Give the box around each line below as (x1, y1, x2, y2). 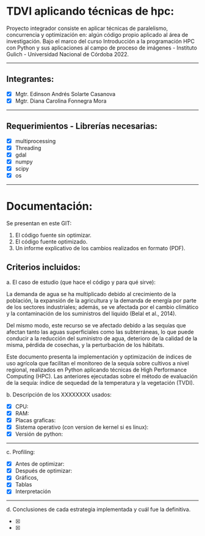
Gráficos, (15, 474, 38, 482)
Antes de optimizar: (15, 460, 65, 467)
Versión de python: (15, 430, 63, 438)
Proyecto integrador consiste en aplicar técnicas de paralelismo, (6, 24, 168, 32)
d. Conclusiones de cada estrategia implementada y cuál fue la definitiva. (6, 506, 191, 513)
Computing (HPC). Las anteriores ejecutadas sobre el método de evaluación (6, 372, 198, 380)
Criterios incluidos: (6, 262, 81, 273)
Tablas (15, 481, 32, 488)
